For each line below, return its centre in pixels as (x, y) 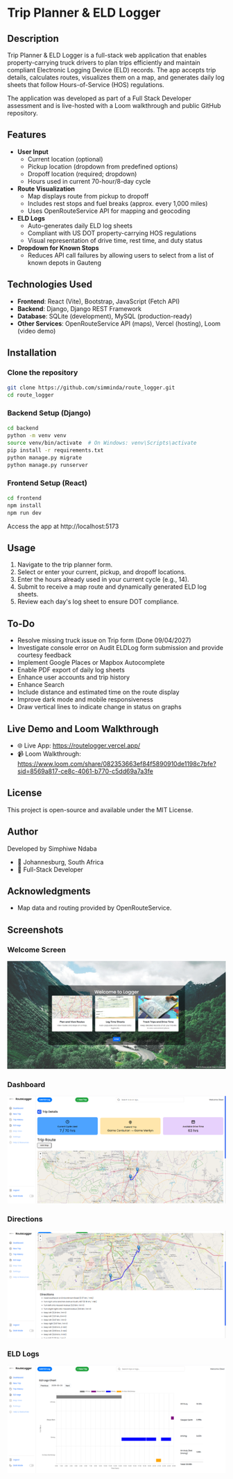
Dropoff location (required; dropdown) (82, 174)
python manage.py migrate (44, 457)
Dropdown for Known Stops (58, 248)
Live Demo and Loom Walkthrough (83, 729)
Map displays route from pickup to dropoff (88, 196)
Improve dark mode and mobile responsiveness (85, 699)
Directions (25, 1219)
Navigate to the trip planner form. (65, 564)
